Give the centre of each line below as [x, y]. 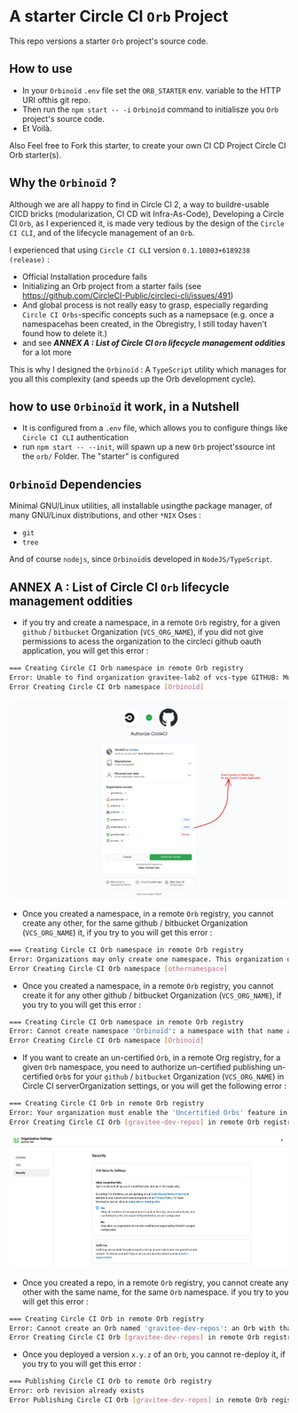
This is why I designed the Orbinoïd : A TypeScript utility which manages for [148, 369]
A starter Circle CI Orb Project [119, 16]
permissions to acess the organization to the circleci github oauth [141, 641]
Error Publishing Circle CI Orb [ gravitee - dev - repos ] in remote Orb [138, 1401]
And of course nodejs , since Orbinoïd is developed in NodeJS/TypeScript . [141, 559]
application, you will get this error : [85, 650]
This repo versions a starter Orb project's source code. [109, 41]
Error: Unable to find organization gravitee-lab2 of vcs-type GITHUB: [144, 678]
